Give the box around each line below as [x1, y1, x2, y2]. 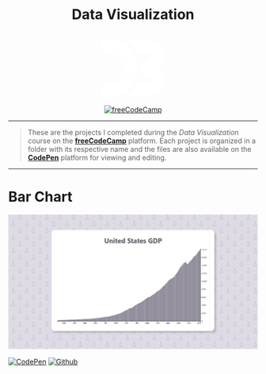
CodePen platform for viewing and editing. [27, 153, 167, 162]
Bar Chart [8, 187, 73, 206]
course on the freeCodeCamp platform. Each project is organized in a [27, 136, 256, 145]
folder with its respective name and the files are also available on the [27, 144, 252, 153]
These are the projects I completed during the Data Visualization [27, 127, 239, 137]
